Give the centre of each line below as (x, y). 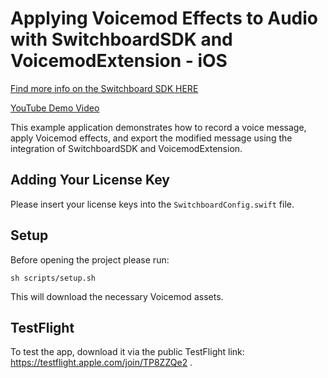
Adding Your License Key (90, 180)
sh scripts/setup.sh (53, 278)
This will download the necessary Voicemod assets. (117, 296)
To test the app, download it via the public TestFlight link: (127, 352)
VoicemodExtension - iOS (119, 61)
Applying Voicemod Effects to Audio (164, 18)
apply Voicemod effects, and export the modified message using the (151, 138)
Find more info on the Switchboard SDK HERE (104, 88)
